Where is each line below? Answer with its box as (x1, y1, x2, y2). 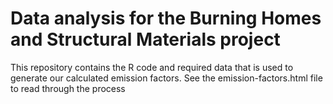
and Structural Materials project (10, 28, 281, 51)
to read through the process (10, 82, 126, 94)
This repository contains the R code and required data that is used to (10, 61, 294, 73)
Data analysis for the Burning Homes (10, 7, 322, 30)
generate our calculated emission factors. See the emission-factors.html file (10, 72, 323, 84)
